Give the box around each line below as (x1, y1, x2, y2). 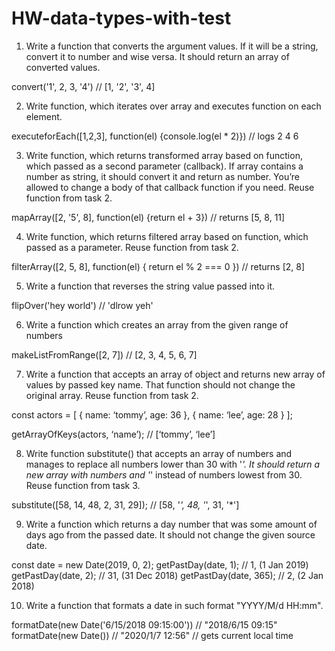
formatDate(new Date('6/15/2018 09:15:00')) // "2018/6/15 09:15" (11, 618, 278, 631)
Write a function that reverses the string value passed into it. (25, 280, 276, 292)
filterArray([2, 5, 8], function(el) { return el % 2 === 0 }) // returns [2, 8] (11, 260, 306, 272)
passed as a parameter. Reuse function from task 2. (25, 241, 239, 253)
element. (25, 110, 63, 122)
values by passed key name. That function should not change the (25, 378, 296, 391)
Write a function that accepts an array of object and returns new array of (25, 368, 326, 380)
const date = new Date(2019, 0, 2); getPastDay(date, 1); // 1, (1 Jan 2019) (11, 558, 309, 571)
